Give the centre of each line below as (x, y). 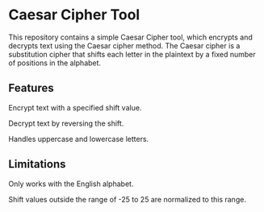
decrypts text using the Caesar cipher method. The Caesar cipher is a (124, 45)
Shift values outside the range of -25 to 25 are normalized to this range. (127, 199)
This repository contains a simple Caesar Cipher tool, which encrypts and (130, 37)
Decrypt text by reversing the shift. (66, 123)
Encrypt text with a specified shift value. (75, 107)
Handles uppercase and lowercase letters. (79, 139)
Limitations (37, 164)
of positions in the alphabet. (55, 63)
